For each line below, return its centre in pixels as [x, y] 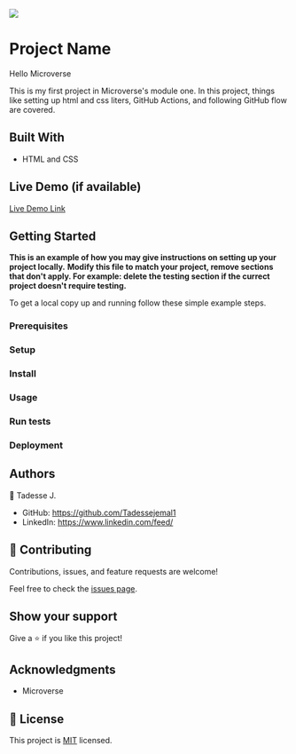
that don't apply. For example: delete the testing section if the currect [140, 276]
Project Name [60, 49]
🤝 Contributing [51, 550]
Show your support [63, 616]
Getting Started [53, 236]
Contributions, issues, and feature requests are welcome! [114, 571]
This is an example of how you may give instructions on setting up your [143, 258]
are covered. [32, 109]
